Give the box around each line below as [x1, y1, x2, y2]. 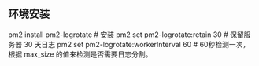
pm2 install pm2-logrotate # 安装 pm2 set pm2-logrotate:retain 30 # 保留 [8, 30, 244, 39]
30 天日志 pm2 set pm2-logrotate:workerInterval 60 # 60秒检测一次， [23, 39, 250, 49]
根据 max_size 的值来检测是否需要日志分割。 [8, 49, 153, 59]
